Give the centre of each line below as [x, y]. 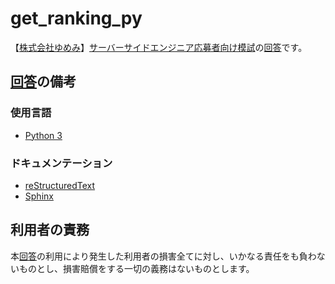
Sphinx [39, 196]
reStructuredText [60, 185]
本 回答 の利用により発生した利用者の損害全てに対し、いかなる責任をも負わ [163, 256]
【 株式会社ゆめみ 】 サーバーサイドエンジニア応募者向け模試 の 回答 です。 [159, 47]
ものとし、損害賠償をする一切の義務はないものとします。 [136, 268]
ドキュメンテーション [61, 163]
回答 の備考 [43, 82]
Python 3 [43, 135]
